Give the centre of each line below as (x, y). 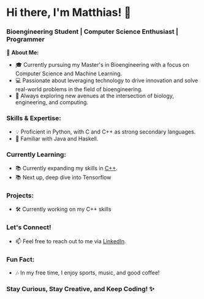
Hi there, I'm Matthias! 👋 (69, 13)
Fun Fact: (21, 259)
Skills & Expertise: (34, 118)
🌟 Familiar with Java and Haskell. (57, 138)
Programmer (25, 39)
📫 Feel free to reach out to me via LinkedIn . (70, 241)
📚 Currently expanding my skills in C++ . (66, 168)
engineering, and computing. (52, 102)
